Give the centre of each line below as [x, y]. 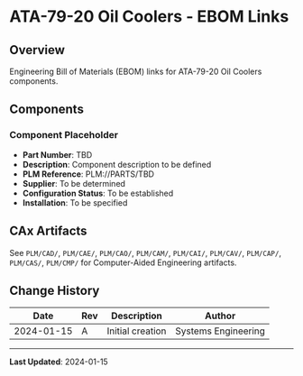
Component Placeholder [64, 135]
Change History [55, 290]
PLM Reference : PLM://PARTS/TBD [88, 174]
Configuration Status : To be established [98, 193]
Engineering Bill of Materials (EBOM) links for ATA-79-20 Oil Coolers [136, 71]
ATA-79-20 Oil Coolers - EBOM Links [149, 17]
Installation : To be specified [75, 202]
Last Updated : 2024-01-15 [59, 362]
